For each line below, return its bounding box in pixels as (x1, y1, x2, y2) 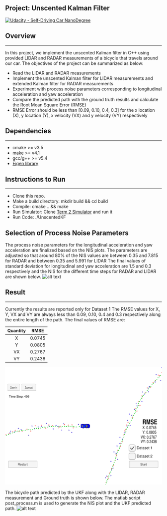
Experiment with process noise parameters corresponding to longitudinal (12, 86, 162, 92)
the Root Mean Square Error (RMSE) (12, 102, 86, 108)
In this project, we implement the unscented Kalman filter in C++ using (5, 49, 150, 55)
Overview (5, 32, 36, 40)
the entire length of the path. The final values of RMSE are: (5, 316, 125, 322)
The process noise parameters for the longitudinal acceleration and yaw (5, 242, 153, 248)
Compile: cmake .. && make (12, 204, 69, 210)
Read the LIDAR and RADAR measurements (12, 70, 101, 76)
